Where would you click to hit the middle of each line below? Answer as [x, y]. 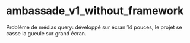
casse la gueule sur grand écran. [46, 33]
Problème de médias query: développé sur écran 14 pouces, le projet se [94, 27]
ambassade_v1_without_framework [95, 11]
